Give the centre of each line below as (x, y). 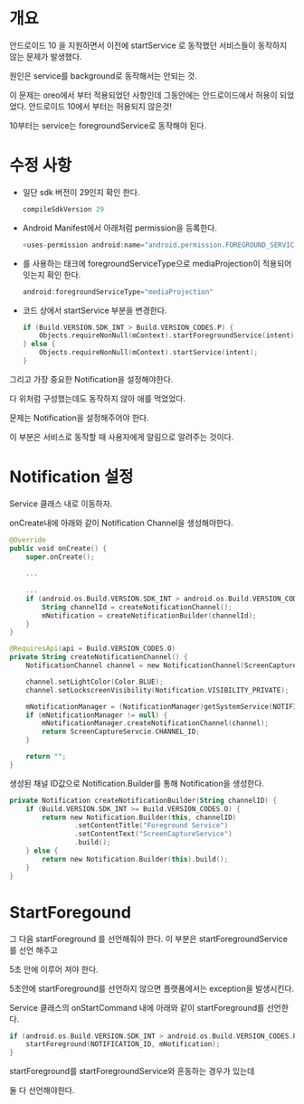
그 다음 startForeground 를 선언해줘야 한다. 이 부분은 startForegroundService (148, 939)
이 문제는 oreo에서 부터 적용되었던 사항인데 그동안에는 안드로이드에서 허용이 (143, 95)
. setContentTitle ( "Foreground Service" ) (151, 826)
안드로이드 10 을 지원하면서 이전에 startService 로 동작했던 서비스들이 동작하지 (148, 45)
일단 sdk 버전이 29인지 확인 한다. (81, 192)
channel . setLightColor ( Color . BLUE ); (95, 682)
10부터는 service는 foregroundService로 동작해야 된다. (108, 125)
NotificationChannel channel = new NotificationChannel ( (135, 665)
